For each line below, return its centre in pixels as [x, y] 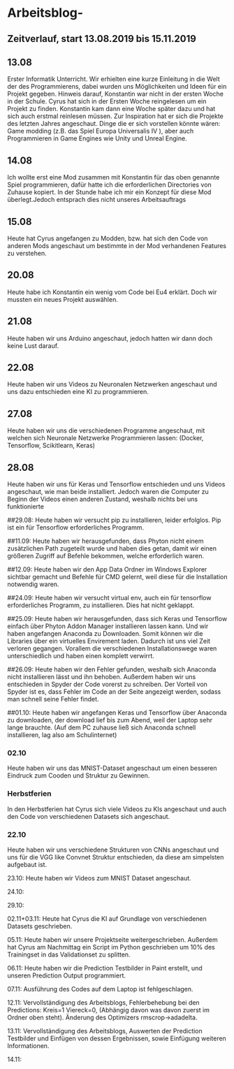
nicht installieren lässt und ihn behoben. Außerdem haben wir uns [102, 677]
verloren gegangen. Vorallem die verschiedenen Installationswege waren [112, 648]
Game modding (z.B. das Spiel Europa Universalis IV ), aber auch [101, 131]
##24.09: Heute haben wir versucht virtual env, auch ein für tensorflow [109, 598]
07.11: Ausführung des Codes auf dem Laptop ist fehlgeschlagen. [100, 989]
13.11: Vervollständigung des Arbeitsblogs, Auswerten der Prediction [105, 1031]
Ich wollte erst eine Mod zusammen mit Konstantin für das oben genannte [114, 177]
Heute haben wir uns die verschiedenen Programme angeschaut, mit [106, 430]
